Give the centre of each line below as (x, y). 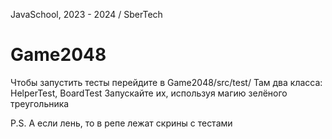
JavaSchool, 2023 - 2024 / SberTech (86, 14)
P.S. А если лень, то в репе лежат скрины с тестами (121, 123)
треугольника (40, 103)
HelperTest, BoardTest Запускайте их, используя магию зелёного (149, 93)
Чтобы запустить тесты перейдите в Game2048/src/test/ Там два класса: (166, 82)
